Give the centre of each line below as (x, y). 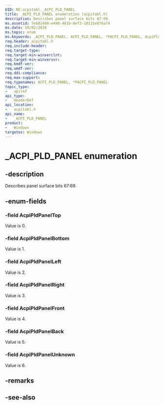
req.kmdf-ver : (20, 64)
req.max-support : (23, 78)
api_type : (15, 96)
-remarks (20, 381)
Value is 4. (15, 319)
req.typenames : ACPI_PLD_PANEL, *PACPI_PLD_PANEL (57, 82)
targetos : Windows (24, 132)
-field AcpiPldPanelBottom (37, 238)
